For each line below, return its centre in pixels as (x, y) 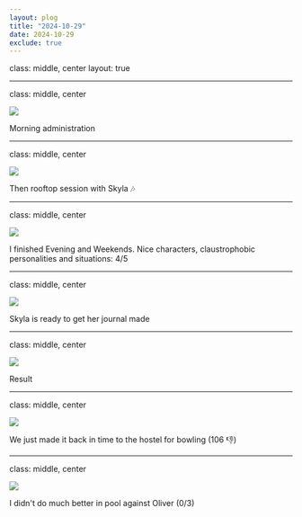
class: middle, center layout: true (70, 68)
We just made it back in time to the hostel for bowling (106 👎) (123, 440)
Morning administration (53, 129)
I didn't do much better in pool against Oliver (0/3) (102, 504)
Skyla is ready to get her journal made (80, 319)
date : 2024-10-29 (42, 34)
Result (21, 379)
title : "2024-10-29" (48, 26)
